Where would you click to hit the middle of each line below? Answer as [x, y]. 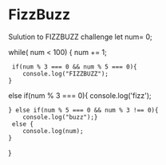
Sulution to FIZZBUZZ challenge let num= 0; [81, 37]
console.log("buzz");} [60, 117]
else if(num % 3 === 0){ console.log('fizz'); [80, 95]
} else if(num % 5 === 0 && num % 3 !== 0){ [83, 110]
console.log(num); [53, 131]
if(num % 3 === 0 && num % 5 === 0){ [74, 67]
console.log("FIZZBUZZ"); [66, 73]
